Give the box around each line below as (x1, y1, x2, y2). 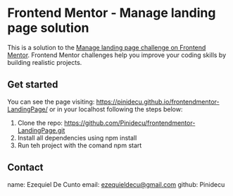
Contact (7, 161, 44, 173)
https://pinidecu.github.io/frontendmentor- (96, 97, 220, 106)
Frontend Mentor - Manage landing (7, 5, 216, 21)
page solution (7, 20, 89, 36)
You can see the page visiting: (7, 97, 95, 106)
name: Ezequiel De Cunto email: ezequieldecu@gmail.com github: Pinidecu (7, 180, 225, 188)
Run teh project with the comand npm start (17, 141, 142, 149)
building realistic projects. (7, 58, 82, 66)
